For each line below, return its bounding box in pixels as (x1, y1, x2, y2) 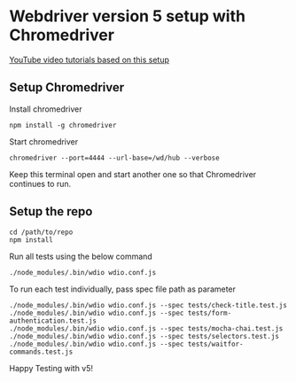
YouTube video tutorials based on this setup (9, 54, 170, 65)
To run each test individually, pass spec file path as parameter (9, 284, 237, 294)
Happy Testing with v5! (9, 363, 94, 373)
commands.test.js (9, 347, 74, 356)
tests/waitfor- (187, 339, 244, 348)
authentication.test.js (9, 316, 97, 325)
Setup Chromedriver (9, 80, 125, 95)
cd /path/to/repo (9, 228, 74, 237)
